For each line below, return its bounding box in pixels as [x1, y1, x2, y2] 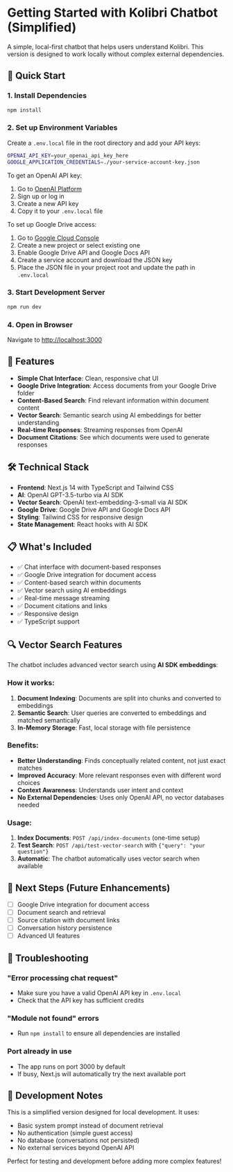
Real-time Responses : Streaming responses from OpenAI [17, 425, 183, 434]
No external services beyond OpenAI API [17, 1144, 135, 1152]
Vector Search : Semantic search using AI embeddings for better [17, 411, 202, 419]
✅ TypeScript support [17, 617, 80, 626]
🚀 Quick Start [7, 70, 66, 82]
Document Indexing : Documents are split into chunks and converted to [17, 693, 221, 702]
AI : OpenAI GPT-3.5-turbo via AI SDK [17, 490, 123, 499]
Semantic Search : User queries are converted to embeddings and [17, 709, 207, 717]
